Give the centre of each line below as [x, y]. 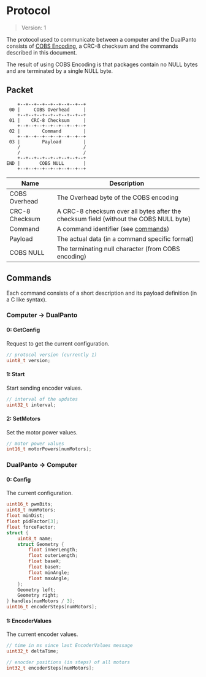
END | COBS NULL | [46, 163]
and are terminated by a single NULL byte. [60, 70]
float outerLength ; [53, 556]
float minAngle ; [49, 573]
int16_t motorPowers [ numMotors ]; [49, 449]
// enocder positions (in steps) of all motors [68, 662]
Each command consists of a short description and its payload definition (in [102, 293]
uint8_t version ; [29, 360]
